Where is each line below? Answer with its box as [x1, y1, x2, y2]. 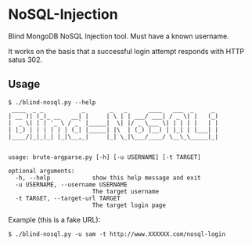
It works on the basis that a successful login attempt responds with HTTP [8, 46, 245, 56]
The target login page [92, 201, 167, 209]
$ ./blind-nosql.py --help [8, 98, 96, 107]
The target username [92, 187, 159, 195]
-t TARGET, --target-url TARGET [15, 194, 121, 202]
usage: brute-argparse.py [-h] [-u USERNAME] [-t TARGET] [8, 153, 201, 161]
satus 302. [8, 55, 43, 64]
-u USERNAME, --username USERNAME [15, 180, 128, 189]
